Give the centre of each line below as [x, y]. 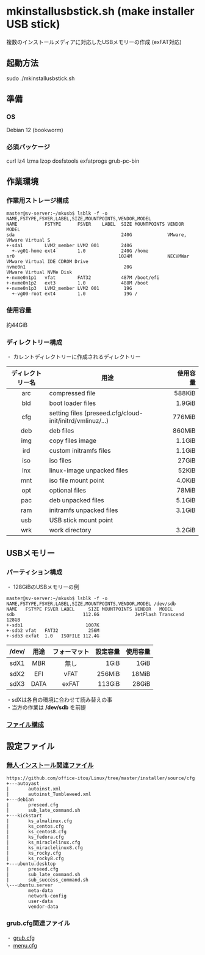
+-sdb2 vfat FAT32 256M [53, 630]
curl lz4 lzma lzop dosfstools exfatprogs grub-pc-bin [73, 161]
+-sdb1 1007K [53, 625]
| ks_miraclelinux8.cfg [45, 848]
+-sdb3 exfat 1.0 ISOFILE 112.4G [53, 636]
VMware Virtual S [28, 240]
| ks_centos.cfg [35, 827]
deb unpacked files [77, 500]
